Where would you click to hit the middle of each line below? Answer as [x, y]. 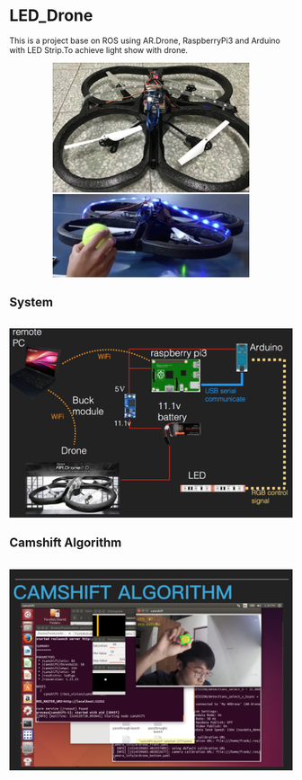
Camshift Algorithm [66, 543]
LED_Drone [51, 16]
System [31, 302]
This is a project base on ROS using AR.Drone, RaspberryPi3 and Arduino [145, 40]
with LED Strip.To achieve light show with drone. [99, 49]
